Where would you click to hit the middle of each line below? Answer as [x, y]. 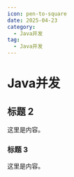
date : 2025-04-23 [32, 20]
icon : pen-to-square [37, 14]
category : [22, 27]
